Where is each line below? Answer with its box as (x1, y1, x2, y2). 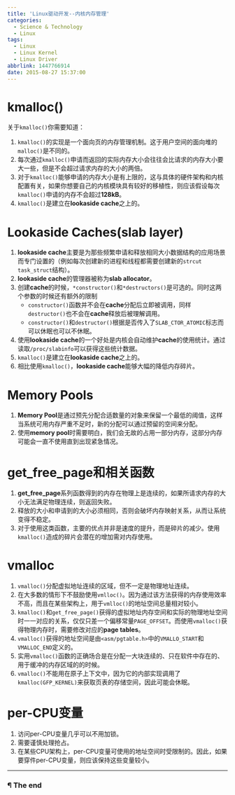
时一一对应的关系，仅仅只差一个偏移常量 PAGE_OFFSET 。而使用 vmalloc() (17, 617, 222, 625)
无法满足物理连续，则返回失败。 (23, 498, 116, 506)
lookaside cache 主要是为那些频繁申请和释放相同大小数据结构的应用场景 (17, 248, 226, 256)
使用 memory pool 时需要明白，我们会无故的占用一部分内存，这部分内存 (17, 429, 222, 437)
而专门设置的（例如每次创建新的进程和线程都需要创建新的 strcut (17, 257, 202, 265)
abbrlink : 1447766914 (7, 62, 71, 69)
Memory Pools (7, 387, 94, 403)
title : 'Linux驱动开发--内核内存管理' (7, 10, 110, 18)
